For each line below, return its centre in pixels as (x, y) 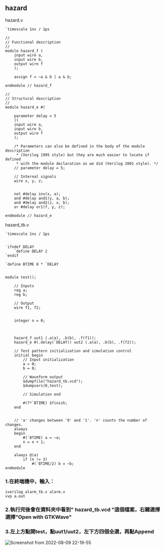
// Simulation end (42, 394)
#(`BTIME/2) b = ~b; (53, 464)
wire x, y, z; (28, 181)
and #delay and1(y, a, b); (42, 198)
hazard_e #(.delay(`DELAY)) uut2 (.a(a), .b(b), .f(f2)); (75, 342)
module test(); (21, 277)
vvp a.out (15, 496)
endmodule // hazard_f (28, 85)
